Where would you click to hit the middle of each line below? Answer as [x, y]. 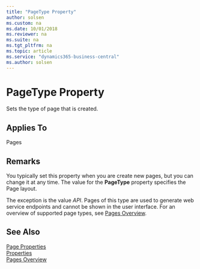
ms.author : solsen [29, 62]
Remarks [23, 161]
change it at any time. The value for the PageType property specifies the [96, 182]
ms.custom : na [24, 23]
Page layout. [22, 189]
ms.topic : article [29, 51]
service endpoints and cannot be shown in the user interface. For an [91, 207]
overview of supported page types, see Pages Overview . [77, 213]
